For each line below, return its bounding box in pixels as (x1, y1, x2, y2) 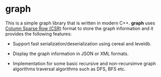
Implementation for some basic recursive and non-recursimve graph (12, 60, 156, 66)
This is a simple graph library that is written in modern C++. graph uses (5, 20, 155, 26)
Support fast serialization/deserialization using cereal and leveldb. (12, 40, 152, 46)
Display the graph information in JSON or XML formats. (12, 50, 129, 57)
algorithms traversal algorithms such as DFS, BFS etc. (12, 66, 126, 72)
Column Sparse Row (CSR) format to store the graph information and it (5, 25, 154, 31)
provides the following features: (5, 31, 72, 37)
